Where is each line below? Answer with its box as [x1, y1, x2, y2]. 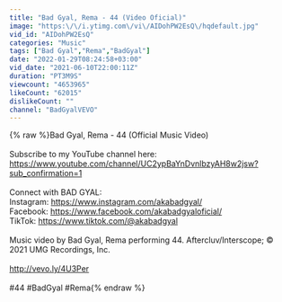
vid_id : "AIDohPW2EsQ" [9, 30, 94, 39]
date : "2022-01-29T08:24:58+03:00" [9, 55, 143, 64]
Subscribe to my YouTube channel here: [9, 149, 157, 160]
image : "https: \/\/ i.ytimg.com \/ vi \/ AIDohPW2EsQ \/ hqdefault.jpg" [9, 22, 259, 31]
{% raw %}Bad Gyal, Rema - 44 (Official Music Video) [9, 129, 209, 140]
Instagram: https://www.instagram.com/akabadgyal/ [9, 197, 203, 208]
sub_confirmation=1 [9, 168, 83, 179]
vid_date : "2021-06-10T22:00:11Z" [9, 64, 139, 73]
